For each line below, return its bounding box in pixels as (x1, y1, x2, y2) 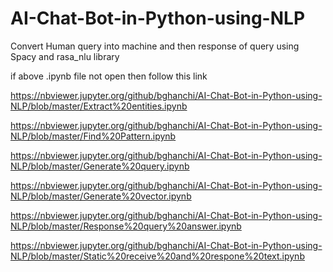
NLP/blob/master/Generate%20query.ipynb (10, 160, 190, 172)
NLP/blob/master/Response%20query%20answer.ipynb (10, 220, 242, 232)
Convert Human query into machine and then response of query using (10, 40, 300, 52)
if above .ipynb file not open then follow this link (10, 70, 208, 82)
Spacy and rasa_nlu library (10, 50, 120, 62)
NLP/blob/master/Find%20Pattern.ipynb (10, 130, 177, 142)
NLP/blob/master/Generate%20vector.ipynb (10, 190, 192, 202)
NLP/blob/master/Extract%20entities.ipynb (10, 100, 188, 112)
